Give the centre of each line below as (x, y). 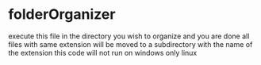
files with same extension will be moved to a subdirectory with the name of (130, 44)
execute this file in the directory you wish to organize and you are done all (129, 36)
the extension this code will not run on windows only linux (103, 52)
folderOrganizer (62, 14)
